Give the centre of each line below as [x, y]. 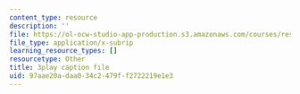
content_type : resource [54, 17]
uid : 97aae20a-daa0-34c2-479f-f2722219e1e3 [92, 76]
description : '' [39, 26]
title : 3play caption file [59, 68]
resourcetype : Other [48, 59]
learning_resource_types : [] [63, 51]
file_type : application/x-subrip [71, 43]
